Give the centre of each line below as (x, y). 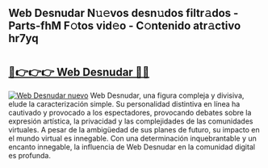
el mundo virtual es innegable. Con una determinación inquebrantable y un (132, 138)
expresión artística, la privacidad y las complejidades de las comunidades (131, 121)
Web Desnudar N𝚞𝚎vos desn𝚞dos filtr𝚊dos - (124, 13)
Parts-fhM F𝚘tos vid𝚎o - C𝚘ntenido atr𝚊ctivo (125, 26)
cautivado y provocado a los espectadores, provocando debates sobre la (130, 113)
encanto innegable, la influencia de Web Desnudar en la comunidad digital (132, 147)
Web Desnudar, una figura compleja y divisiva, (167, 95)
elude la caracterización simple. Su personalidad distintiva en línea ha (124, 104)
